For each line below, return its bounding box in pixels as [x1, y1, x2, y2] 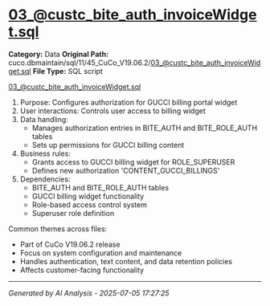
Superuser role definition [31, 208, 115, 218]
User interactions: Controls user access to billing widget [19, 106, 207, 116]
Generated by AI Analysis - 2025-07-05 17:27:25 [8, 288, 170, 298]
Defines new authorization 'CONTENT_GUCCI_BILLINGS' [31, 165, 220, 175]
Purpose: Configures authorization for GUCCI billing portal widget [19, 97, 238, 107]
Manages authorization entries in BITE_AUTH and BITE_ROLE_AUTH [31, 123, 258, 133]
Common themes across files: [8, 223, 108, 234]
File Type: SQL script [32, 66, 103, 75]
